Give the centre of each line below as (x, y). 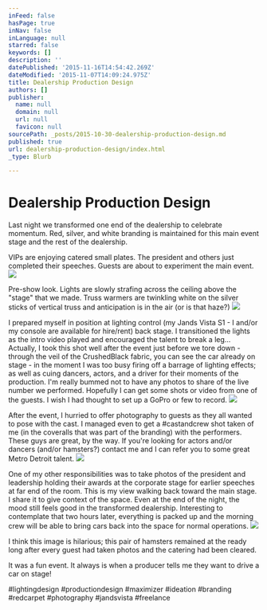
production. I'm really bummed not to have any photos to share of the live (129, 382)
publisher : (26, 97)
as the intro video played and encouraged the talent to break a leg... (120, 340)
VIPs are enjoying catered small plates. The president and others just (121, 258)
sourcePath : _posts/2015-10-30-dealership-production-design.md (117, 134)
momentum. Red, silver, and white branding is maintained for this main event (133, 234)
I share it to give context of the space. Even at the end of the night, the (124, 500)
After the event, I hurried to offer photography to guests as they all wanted (130, 415)
